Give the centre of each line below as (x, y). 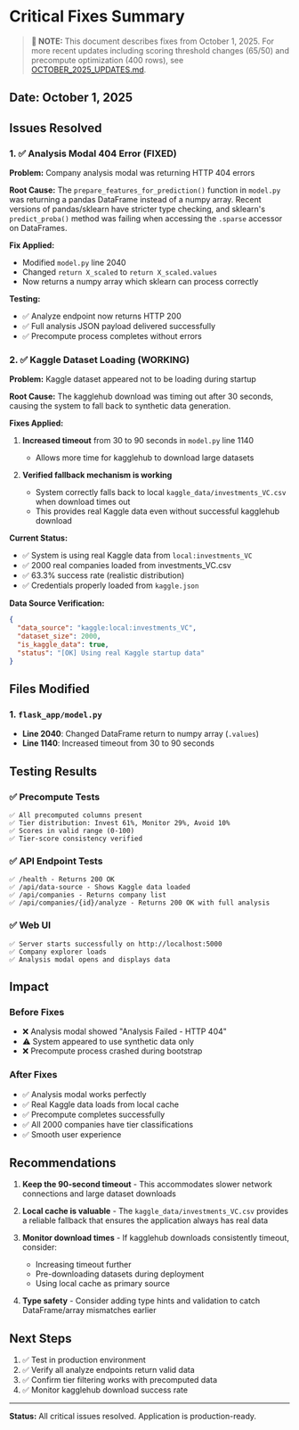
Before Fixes (37, 1012)
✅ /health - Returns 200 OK (62, 880)
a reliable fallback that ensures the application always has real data (145, 1220)
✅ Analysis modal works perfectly (84, 1094)
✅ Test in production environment (84, 1360)
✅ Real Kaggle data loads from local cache (101, 1104)
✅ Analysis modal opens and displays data (90, 959)
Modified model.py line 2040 (74, 263)
